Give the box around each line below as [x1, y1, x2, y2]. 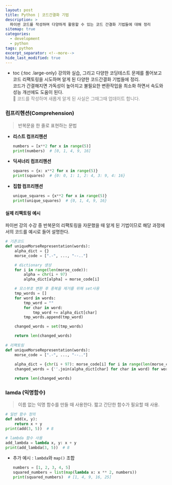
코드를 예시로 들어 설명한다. [14, 229, 70, 235]
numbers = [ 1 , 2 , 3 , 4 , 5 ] [12, 465, 71, 470]
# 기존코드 [5, 239, 25, 244]
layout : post [5, 7, 33, 13]
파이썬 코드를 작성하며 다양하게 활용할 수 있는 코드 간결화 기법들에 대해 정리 [10, 22, 151, 27]
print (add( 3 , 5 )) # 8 [5, 426, 54, 431]
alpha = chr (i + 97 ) [24, 272, 68, 277]
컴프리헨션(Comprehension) [5, 110, 74, 117]
